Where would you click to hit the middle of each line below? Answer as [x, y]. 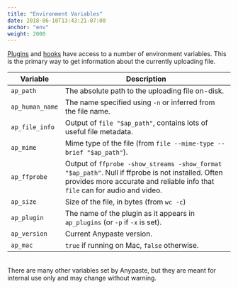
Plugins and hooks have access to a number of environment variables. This [117, 54]
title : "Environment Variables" [55, 14]
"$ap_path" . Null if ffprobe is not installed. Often [144, 173]
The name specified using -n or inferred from [140, 102]
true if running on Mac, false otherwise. [132, 246]
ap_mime [24, 148]
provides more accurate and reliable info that [140, 182]
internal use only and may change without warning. [82, 278]
